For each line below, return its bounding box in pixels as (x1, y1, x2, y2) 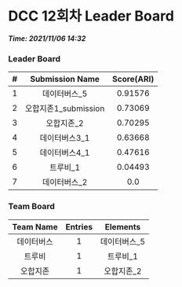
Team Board (8, 201, 55, 212)
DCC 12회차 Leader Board (8, 7, 175, 25)
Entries (65, 221, 93, 232)
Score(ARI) (112, 74, 155, 85)
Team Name (12, 221, 58, 232)
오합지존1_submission (24, 103, 105, 114)
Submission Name (30, 74, 100, 85)
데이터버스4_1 (39, 147, 90, 158)
